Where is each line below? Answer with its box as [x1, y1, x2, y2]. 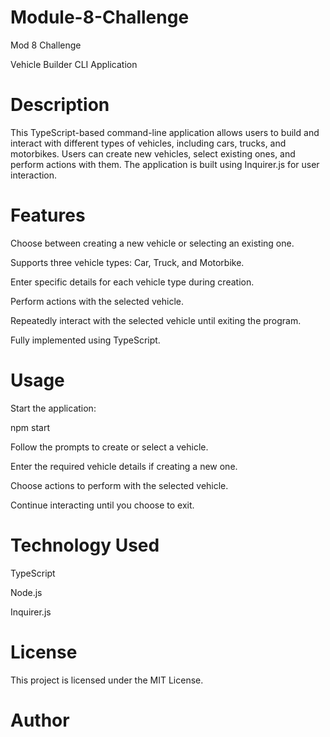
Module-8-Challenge [10, 6, 190, 29]
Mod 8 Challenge [10, 39, 82, 51]
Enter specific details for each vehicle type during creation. [10, 276, 255, 288]
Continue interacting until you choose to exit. [10, 499, 195, 511]
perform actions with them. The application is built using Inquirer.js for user [10, 158, 320, 170]
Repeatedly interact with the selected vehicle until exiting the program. [10, 314, 302, 326]
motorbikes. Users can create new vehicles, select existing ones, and [10, 147, 296, 160]
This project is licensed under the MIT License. [10, 674, 204, 686]
